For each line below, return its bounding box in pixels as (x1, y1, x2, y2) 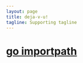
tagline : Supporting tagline (6, 19, 77, 25)
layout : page (6, 8, 38, 15)
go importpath (6, 44, 77, 58)
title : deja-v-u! (6, 14, 49, 20)
